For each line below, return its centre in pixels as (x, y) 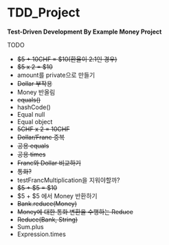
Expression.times (42, 234)
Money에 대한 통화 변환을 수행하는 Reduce (75, 211)
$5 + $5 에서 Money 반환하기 (57, 196)
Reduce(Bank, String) (47, 219)
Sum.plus (30, 226)
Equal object (35, 121)
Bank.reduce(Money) (47, 203)
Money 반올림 (36, 92)
